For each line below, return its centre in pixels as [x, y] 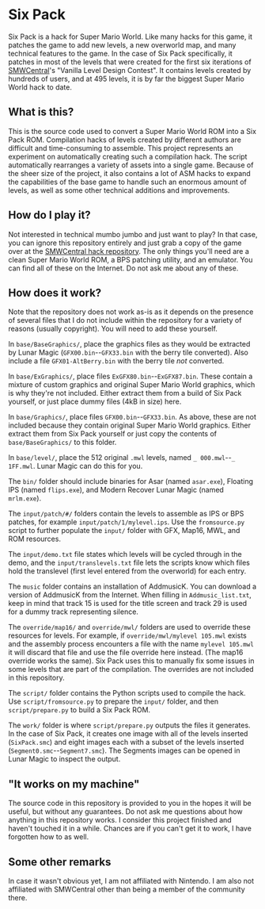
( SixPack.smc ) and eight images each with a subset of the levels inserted [126, 742]
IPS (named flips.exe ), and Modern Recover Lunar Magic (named [116, 490]
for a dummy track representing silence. [73, 612]
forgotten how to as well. [49, 837]
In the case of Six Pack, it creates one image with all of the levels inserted [128, 734]
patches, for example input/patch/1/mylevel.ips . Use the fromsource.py [127, 522]
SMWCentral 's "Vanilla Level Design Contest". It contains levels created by [130, 70]
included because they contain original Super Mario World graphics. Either [130, 425]
